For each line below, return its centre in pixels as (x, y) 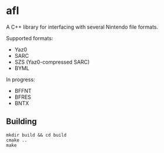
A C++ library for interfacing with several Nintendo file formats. (82, 27)
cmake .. (17, 140)
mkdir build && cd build (36, 135)
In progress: (20, 79)
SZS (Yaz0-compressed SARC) (52, 62)
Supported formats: (30, 38)
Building (21, 122)
